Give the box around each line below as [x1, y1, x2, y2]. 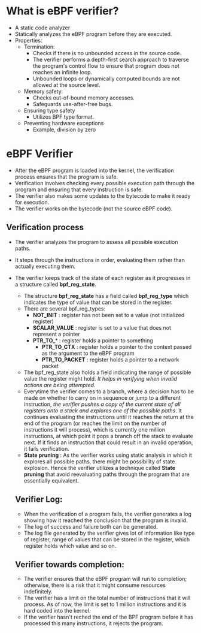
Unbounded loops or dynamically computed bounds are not [32, 75, 180, 82]
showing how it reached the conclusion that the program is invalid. [23, 517, 188, 524]
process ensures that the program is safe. [14, 173, 118, 180]
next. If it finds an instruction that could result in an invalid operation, [23, 439, 193, 446]
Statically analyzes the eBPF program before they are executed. [14, 30, 172, 37]
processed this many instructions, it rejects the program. [23, 620, 163, 627]
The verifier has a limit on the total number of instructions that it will [23, 595, 191, 602]
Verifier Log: [14, 495, 63, 505]
